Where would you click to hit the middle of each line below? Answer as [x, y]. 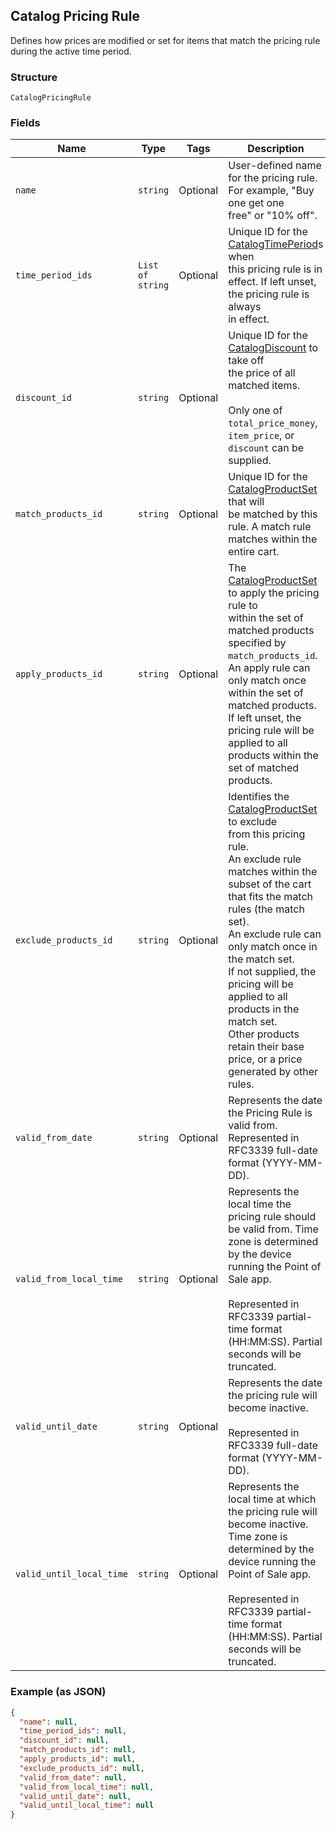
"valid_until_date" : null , [75, 1796]
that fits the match [271, 897]
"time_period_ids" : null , [73, 1731]
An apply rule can [269, 668]
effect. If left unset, [272, 282]
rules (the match [266, 909]
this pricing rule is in [275, 269]
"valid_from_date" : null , [73, 1777]
